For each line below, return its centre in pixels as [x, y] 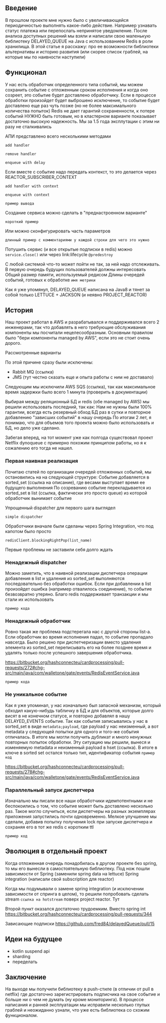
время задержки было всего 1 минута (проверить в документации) [76, 392]
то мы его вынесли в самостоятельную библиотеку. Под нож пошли [78, 868]
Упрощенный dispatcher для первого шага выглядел [60, 508]
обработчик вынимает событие [38, 498]
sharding [21, 956]
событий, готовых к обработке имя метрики [50, 280]
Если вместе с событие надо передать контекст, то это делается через [81, 172]
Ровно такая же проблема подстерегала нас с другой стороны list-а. [78, 632]
